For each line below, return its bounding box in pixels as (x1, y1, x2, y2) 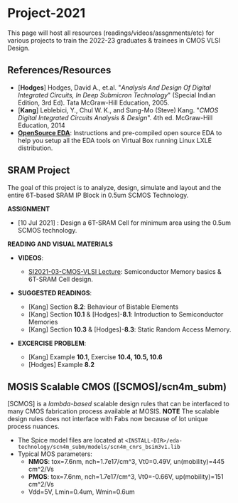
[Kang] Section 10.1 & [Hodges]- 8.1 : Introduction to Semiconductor (28, 309, 224, 318)
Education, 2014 (17, 121, 65, 129)
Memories (28, 317, 58, 326)
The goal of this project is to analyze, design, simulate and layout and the (7, 183, 222, 191)
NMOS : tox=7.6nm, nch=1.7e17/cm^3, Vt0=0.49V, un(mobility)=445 (28, 457, 225, 466)
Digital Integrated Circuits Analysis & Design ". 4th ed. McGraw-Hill (17, 113, 213, 122)
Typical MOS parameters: (17, 450, 92, 458)
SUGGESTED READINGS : (17, 288, 92, 297)
